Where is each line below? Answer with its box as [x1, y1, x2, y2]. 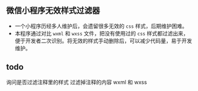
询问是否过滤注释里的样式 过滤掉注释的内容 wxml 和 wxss [6, 79, 147, 86]
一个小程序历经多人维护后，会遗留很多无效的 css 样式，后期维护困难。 [14, 22, 188, 30]
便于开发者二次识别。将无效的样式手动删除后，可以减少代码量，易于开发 [14, 37, 192, 44]
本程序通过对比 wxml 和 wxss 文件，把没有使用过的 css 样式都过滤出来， [14, 30, 189, 37]
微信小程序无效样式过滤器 [6, 5, 100, 16]
